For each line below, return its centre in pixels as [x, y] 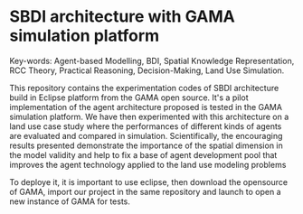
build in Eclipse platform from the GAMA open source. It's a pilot [129, 98]
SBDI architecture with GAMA [122, 17]
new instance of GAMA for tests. [70, 201]
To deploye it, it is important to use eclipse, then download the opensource [148, 181]
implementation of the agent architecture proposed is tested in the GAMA [146, 107]
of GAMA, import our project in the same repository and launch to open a [146, 191]
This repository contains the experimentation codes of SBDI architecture [144, 88]
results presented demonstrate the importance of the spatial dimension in [146, 145]
